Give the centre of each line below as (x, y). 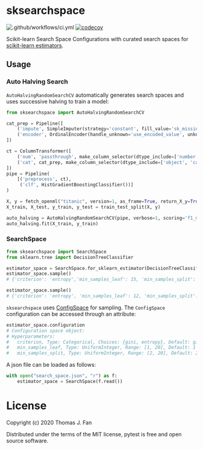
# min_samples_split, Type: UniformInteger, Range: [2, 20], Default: (100, 353)
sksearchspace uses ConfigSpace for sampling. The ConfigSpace (86, 307)
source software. (27, 441)
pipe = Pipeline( (28, 174)
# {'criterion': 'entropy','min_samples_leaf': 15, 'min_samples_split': (101, 280)
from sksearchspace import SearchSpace (56, 252)
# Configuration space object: (46, 330)
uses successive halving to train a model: (58, 101)
